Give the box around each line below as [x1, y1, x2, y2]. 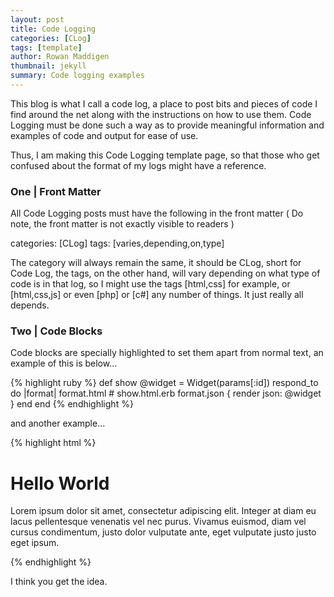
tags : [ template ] [10, 42, 83, 53]
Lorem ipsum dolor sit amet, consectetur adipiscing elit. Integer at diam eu [10, 505, 317, 517]
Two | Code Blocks [10, 324, 103, 338]
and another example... [10, 417, 106, 430]
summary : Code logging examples [10, 71, 145, 81]
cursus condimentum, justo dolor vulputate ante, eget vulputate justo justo [10, 526, 317, 538]
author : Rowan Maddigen [10, 52, 110, 62]
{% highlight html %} [10, 437, 97, 449]
